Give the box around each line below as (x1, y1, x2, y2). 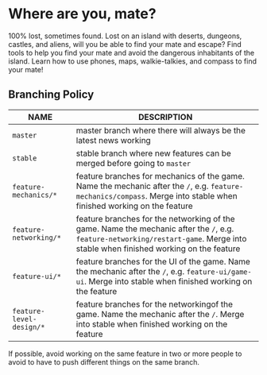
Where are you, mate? (8, 5, 157, 23)
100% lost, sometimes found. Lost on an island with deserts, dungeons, (8, 31, 242, 41)
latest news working (75, 134, 151, 145)
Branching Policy (8, 88, 95, 102)
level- (12, 315, 37, 323)
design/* (12, 323, 45, 331)
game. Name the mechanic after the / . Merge (75, 308, 245, 319)
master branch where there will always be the (75, 125, 246, 136)
